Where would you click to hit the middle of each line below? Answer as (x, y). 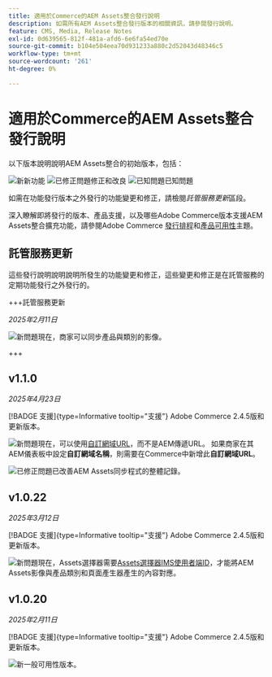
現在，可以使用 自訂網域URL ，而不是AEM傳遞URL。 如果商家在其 (146, 443)
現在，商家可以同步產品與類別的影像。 (102, 336)
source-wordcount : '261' (50, 62)
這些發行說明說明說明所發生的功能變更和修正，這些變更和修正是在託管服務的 (136, 274)
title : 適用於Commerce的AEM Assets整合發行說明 (84, 16)
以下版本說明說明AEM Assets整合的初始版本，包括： (96, 163)
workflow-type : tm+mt (45, 54)
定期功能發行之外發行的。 (51, 285)
